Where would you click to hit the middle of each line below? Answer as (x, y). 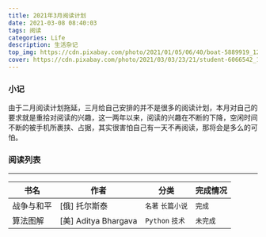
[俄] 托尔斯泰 (84, 206)
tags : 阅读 (25, 30)
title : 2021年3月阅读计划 (47, 15)
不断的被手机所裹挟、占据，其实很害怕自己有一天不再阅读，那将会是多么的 (129, 128)
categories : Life (37, 38)
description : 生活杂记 (43, 45)
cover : (19, 60)
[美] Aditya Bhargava (99, 221)
